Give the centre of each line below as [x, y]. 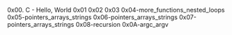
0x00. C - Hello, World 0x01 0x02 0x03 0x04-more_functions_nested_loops [116, 10]
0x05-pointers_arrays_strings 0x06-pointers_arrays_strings [92, 17]
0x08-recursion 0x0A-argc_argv [122, 24]
